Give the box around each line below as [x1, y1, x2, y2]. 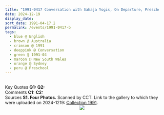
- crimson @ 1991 [9, 43, 45, 48]
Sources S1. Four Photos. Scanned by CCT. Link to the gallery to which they [5, 95, 159, 100]
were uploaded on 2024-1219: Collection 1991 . [5, 100, 98, 105]
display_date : [5, 16, 34, 21]
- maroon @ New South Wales [9, 57, 67, 62]
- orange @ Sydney [9, 61, 47, 66]
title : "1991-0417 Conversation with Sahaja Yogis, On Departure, [5, 7, 143, 12]
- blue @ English [9, 34, 45, 39]
